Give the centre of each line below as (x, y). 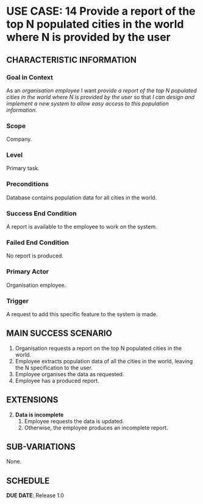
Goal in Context (30, 77)
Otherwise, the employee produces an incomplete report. (96, 428)
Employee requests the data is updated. (74, 421)
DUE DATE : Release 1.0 (35, 495)
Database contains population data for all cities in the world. (82, 198)
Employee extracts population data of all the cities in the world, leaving (104, 361)
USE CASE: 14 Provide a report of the (101, 11)
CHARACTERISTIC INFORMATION (72, 60)
